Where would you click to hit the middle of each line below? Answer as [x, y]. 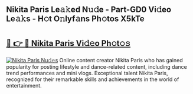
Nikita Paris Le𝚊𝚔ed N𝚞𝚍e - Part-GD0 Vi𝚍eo [89, 10]
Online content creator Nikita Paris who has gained [121, 60]
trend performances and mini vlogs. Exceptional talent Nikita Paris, [87, 73]
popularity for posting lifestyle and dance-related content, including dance [97, 67]
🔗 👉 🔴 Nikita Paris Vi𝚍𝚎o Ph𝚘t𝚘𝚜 [68, 43]
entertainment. [24, 85]
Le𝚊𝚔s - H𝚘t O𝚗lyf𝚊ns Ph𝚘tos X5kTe [75, 19]
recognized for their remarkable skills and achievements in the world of [93, 79]
